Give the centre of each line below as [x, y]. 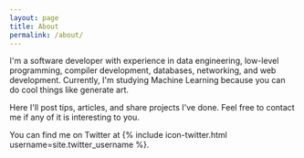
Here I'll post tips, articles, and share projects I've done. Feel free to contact [152, 108]
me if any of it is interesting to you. [74, 117]
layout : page [34, 18]
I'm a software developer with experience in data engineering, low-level [144, 61]
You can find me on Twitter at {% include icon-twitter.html [119, 135]
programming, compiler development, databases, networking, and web [143, 70]
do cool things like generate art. [69, 90]
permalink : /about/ [47, 35]
